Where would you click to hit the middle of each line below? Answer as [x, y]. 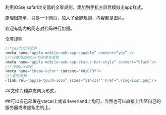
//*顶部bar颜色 [19, 67]
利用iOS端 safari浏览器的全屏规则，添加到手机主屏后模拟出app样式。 [75, 7]
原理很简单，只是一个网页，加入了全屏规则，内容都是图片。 [66, 18]
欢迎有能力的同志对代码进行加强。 [40, 28]
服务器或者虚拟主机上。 [29, 107]
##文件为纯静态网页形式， [32, 90]
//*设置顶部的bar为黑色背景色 [32, 57]
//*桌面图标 [16, 76]
